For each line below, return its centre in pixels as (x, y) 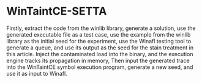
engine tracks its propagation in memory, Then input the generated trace (98, 60)
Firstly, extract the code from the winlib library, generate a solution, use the (101, 28)
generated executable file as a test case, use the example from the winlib (99, 34)
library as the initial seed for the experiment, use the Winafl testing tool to (99, 41)
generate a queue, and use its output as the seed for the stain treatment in (100, 48)
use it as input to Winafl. (37, 73)
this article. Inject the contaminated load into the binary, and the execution (100, 54)
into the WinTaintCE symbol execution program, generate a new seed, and (100, 67)
